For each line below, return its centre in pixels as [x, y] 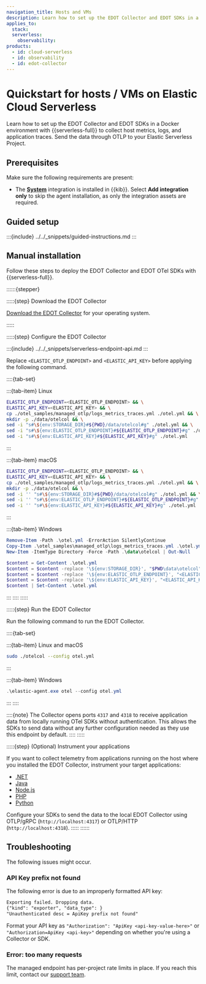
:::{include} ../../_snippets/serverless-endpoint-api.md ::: [77, 348]
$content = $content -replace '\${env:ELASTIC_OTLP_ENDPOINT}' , [90, 574]
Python [24, 803]
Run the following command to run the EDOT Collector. [75, 622]
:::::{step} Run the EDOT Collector [49, 609]
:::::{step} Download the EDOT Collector [57, 301]
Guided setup [33, 222]
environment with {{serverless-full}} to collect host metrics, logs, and [94, 130]
